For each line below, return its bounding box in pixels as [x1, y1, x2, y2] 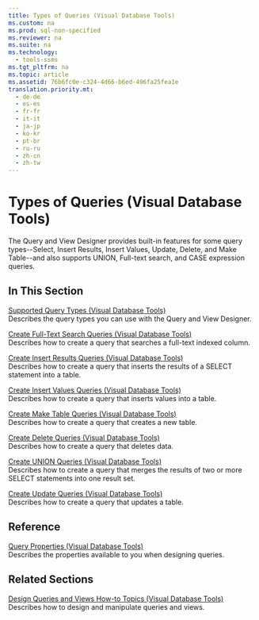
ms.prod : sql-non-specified [8, 26, 101, 34]
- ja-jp [15, 122, 41, 130]
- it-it [15, 115, 41, 123]
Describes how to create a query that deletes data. [8, 441, 174, 450]
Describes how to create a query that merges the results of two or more [8, 465, 243, 474]
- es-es [15, 100, 41, 108]
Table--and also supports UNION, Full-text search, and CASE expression [8, 253, 246, 262]
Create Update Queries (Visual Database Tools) [8, 488, 163, 498]
